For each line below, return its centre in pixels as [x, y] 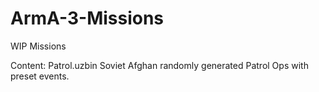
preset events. [40, 76]
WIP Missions [38, 46]
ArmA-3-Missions [87, 18]
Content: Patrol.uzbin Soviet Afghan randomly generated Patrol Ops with [159, 65]
